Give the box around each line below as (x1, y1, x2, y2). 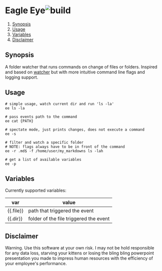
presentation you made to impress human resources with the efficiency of (5, 255, 153, 261)
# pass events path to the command (5, 114, 77, 119)
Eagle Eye (5, 5, 45, 16)
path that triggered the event (28, 207, 94, 214)
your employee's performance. (5, 261, 67, 267)
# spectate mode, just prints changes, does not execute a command (5, 127, 145, 132)
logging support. (5, 74, 38, 80)
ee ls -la (5, 106, 25, 111)
